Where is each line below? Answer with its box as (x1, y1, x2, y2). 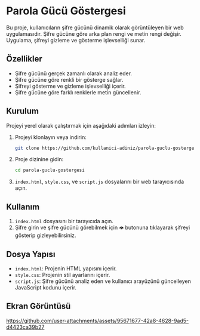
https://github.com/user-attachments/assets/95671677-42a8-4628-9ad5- (6, 317, 189, 324)
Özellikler (6, 54, 43, 64)
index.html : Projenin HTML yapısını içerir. (14, 264, 117, 272)
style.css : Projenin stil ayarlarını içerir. (14, 271, 110, 278)
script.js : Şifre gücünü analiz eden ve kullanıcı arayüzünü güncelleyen (14, 278, 191, 285)
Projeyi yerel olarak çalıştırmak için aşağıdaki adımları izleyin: (6, 122, 156, 129)
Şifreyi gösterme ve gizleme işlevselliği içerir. (14, 82, 126, 90)
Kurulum (6, 106, 39, 116)
